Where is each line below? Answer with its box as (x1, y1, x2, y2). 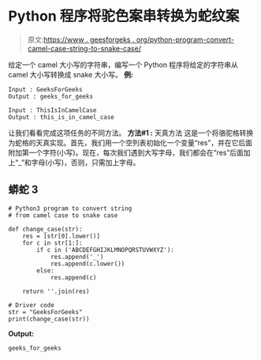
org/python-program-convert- (136, 35, 235, 44)
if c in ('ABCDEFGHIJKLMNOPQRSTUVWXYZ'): (36, 246, 175, 253)
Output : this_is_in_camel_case (8, 113, 114, 121)
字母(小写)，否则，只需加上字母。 (31, 157, 140, 167)
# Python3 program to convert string (8, 204, 132, 212)
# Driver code (8, 301, 55, 309)
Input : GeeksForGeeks (8, 85, 83, 93)
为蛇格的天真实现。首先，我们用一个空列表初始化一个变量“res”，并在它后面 (8, 137, 252, 147)
